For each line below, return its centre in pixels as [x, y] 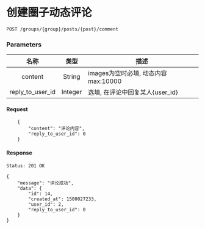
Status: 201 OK [26, 165]
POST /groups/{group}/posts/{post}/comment [63, 29]
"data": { [30, 188]
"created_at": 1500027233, [63, 199]
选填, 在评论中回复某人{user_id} [133, 92]
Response [19, 153]
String [72, 77]
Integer [72, 92]
